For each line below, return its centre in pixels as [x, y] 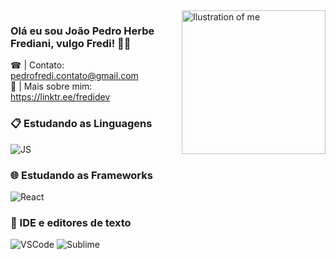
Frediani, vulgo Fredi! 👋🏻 [71, 43]
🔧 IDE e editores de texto [71, 222]
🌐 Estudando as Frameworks [81, 175]
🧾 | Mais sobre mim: [51, 86]
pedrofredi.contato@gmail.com [74, 76]
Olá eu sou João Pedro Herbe [82, 31]
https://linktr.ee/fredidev [60, 97]
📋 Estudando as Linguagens [81, 124]
